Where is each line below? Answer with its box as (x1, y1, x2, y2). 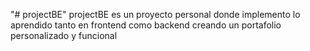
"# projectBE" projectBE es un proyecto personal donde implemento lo (10, 9, 301, 20)
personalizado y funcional (10, 30, 118, 41)
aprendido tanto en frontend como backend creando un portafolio (10, 19, 282, 31)
